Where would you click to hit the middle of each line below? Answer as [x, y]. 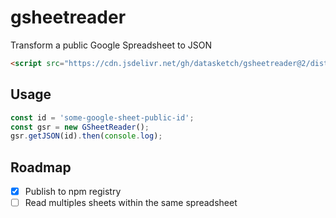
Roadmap [41, 167]
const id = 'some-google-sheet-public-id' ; [102, 117]
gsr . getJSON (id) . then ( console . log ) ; [86, 136]
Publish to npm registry [73, 192]
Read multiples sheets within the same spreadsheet [131, 203]
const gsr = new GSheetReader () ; [80, 127]
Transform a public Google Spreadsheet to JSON [111, 45]
